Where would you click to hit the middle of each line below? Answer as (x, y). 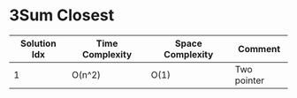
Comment (259, 49)
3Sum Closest (62, 15)
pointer (250, 80)
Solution (38, 43)
